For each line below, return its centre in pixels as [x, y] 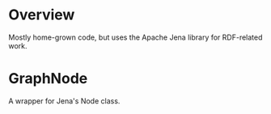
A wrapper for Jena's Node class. [64, 101]
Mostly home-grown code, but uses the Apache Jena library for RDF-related [135, 37]
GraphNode [48, 79]
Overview [42, 15]
